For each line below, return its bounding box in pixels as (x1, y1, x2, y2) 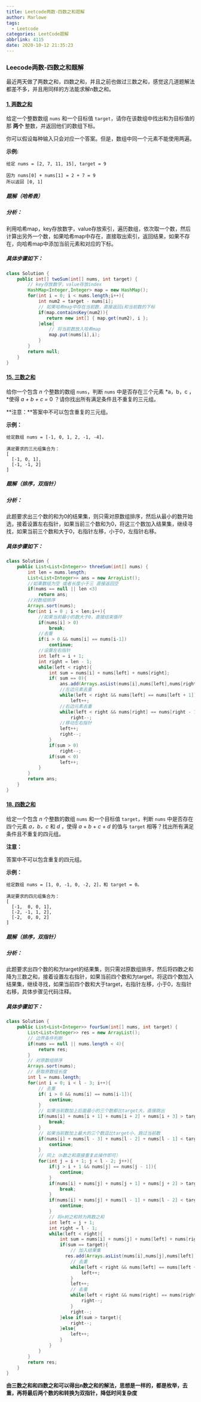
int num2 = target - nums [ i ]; (38, 299, 114, 305)
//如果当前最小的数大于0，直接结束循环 (38, 614, 123, 620)
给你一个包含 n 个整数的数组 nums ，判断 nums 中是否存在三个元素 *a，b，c (6, 388, 188, 395)
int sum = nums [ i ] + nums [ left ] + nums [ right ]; (48, 670, 170, 676)
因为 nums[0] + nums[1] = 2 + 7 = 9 (6, 172, 96, 179)
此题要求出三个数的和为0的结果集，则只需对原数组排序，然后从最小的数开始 (6, 513, 193, 520)
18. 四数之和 (6, 801, 36, 808)
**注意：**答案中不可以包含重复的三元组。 (6, 408, 112, 415)
